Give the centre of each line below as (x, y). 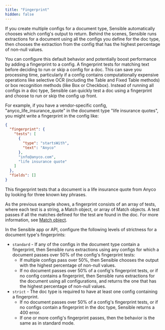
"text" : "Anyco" (39, 148)
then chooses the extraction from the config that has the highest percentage (83, 44)
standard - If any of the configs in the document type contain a (76, 244)
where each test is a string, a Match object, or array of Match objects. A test (82, 209)
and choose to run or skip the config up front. (51, 96)
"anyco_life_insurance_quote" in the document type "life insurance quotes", (82, 110)
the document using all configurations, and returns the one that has (88, 281)
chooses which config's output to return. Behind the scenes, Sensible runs (81, 34)
